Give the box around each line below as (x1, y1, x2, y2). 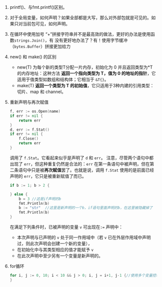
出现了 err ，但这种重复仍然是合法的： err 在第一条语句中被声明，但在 (9, 161, 150, 167)
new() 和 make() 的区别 (9, 54, 57, 60)
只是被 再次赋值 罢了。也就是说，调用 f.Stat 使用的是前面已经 (31, 167, 154, 173)
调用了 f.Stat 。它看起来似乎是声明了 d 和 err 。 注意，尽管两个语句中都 (9, 155, 154, 161)
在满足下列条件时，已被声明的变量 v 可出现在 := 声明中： (9, 224, 123, 230)
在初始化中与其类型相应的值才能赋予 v (17, 247, 94, 252)
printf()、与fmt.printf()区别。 (9, 4, 68, 10)
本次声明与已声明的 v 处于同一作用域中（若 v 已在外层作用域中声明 (17, 235, 151, 240)
